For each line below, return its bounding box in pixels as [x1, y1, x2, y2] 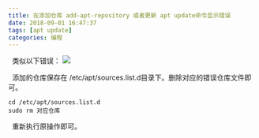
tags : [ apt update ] [8, 26, 73, 34]
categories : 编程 [8, 33, 63, 42]
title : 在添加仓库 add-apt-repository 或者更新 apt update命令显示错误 [8, 11, 231, 20]
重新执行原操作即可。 [11, 121, 81, 131]
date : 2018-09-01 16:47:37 [8, 19, 97, 27]
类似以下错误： [11, 56, 61, 65]
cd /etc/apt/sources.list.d [8, 99, 101, 106]
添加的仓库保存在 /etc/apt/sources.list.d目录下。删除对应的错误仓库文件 [11, 73, 245, 83]
